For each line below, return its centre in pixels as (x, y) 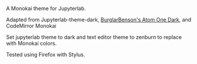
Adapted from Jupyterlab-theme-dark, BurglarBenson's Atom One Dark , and (99, 19)
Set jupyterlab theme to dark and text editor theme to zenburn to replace (94, 37)
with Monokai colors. (31, 43)
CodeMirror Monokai (31, 26)
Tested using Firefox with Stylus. (46, 54)
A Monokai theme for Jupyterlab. (46, 8)
